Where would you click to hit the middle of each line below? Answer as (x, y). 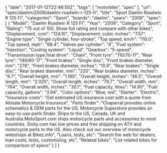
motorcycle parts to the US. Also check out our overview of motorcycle (78, 129)
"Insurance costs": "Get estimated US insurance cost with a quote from (78, 97)
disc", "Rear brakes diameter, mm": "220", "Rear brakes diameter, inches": (82, 71)
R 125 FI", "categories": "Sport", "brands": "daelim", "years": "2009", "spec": (83, 18)
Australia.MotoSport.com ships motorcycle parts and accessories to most (81, 119)
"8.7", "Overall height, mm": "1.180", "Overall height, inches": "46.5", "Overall (83, 76)
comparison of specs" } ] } (32, 145)
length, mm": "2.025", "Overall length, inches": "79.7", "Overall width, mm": (82, 81)
